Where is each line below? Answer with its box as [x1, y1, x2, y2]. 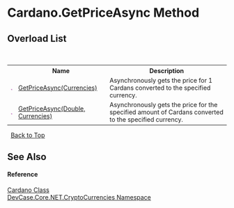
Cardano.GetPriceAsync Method [7, 5, 200, 21]
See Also [7, 151, 47, 163]
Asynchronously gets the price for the [109, 101, 218, 109]
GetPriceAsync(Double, [18, 104, 86, 113]
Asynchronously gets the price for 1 [109, 76, 213, 84]
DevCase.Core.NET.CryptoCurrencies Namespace [7, 193, 152, 202]
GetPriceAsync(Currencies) [18, 83, 97, 92]
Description [149, 66, 185, 74]
